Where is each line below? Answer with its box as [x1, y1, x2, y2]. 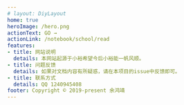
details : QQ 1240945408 [13, 81, 82, 88]
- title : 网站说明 [7, 49, 57, 56]
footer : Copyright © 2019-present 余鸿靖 [7, 87, 125, 94]
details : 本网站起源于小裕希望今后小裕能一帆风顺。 [13, 55, 145, 62]
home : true [7, 17, 39, 23]
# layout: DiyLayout [7, 10, 67, 17]
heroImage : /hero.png [7, 23, 70, 30]
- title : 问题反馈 [7, 61, 57, 68]
